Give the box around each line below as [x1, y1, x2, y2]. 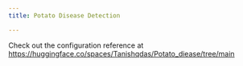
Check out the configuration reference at [8, 41, 144, 50]
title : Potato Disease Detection [8, 11, 121, 20]
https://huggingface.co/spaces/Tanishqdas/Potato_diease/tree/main [8, 49, 235, 58]
